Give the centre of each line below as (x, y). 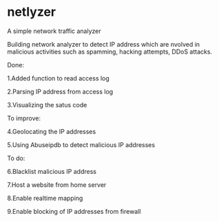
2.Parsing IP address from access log (60, 91)
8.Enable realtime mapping (45, 198)
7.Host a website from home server (57, 185)
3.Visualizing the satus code (47, 104)
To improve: (24, 118)
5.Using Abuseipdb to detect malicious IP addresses (81, 144)
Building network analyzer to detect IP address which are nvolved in (104, 44)
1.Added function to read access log (59, 78)
